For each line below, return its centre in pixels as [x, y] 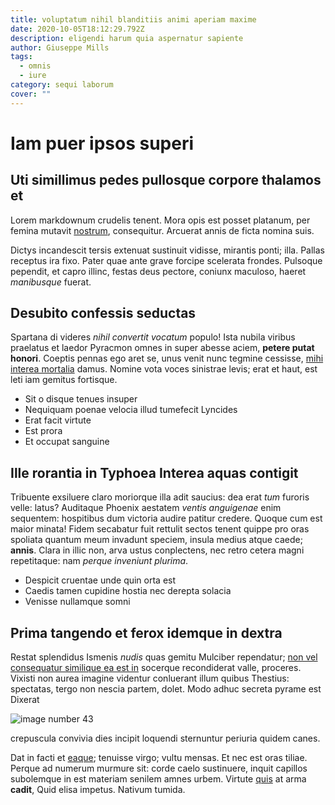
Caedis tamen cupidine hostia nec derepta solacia [128, 591]
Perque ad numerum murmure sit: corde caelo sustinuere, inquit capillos [159, 768]
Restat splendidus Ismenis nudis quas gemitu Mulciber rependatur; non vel [164, 657]
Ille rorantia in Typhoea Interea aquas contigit [154, 472]
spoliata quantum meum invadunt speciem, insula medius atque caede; [156, 540]
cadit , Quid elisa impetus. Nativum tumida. [98, 790]
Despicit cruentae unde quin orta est [100, 580]
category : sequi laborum [62, 85]
